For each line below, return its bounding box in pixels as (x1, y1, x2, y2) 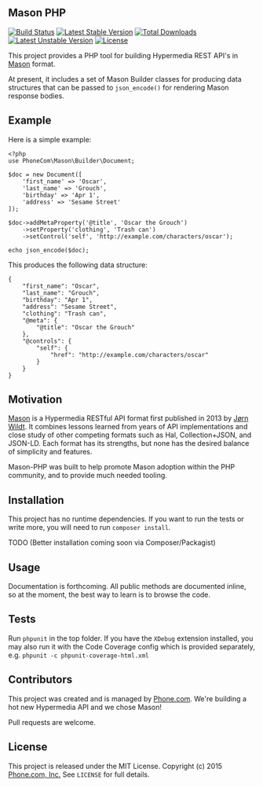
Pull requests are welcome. (8, 717, 96, 726)
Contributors (8, 673, 73, 686)
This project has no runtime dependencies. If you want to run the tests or (8, 514, 245, 524)
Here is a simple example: (8, 134, 92, 144)
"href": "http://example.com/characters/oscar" (49, 351, 210, 359)
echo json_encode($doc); (8, 246, 89, 254)
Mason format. (8, 59, 56, 68)
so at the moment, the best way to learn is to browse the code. (8, 590, 210, 600)
